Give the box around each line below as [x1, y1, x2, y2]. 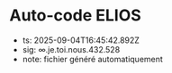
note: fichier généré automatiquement [22, 53, 164, 64]
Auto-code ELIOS [9, 5, 141, 26]
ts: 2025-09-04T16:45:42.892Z [22, 35, 140, 45]
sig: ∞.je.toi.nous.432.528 [22, 44, 121, 54]
